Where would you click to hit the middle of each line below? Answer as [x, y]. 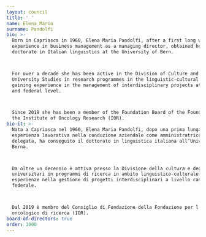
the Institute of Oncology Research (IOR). [68, 118]
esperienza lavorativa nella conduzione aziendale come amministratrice [107, 135]
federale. [24, 186]
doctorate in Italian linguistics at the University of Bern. [93, 52]
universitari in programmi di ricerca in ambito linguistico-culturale [105, 174]
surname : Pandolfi [30, 29]
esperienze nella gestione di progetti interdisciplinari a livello [101, 180]
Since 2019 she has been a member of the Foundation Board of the [98, 113]
